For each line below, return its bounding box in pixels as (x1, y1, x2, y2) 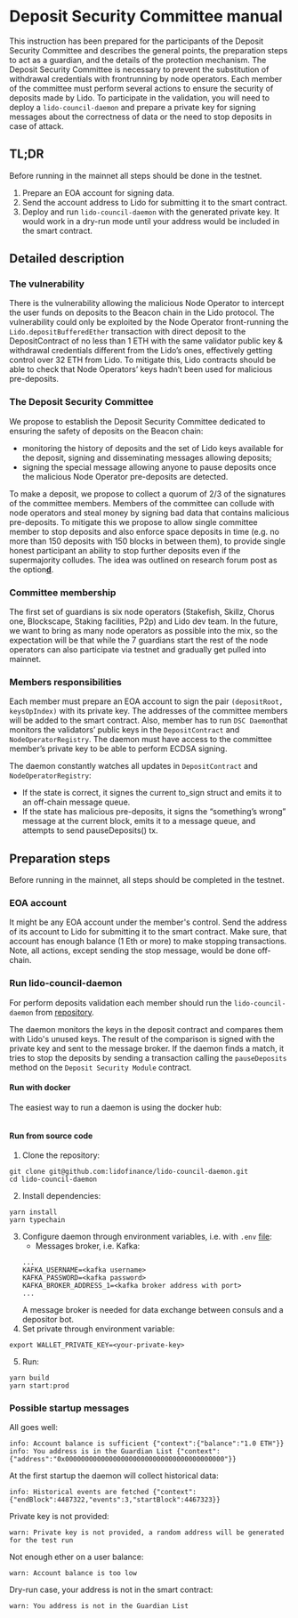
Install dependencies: (21, 1191, 101, 1201)
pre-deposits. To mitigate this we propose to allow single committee (9, 516, 258, 527)
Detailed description (9, 251, 125, 266)
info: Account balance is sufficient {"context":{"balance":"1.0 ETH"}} (9, 1439, 285, 1448)
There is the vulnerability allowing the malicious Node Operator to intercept (9, 298, 285, 309)
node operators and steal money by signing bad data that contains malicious (9, 507, 290, 518)
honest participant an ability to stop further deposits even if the (9, 545, 241, 555)
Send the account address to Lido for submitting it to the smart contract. (21, 197, 287, 207)
